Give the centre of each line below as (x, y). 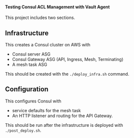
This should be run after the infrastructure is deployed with (64, 125)
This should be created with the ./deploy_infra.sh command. (67, 74)
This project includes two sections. (40, 18)
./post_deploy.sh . (23, 130)
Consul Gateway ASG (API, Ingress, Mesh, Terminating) (68, 59)
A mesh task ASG (30, 65)
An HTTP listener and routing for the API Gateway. (62, 116)
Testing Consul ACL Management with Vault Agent (57, 7)
